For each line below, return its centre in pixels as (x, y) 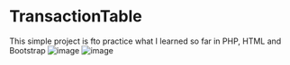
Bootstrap (28, 50)
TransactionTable (76, 16)
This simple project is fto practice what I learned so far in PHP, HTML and (145, 41)
